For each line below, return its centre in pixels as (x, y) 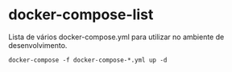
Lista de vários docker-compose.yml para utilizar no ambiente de (116, 37)
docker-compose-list (81, 15)
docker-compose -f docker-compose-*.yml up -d (88, 60)
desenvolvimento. (38, 45)
